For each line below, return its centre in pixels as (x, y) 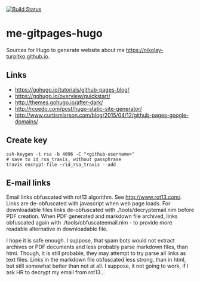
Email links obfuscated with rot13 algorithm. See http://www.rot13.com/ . (94, 197)
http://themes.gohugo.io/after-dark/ (59, 102)
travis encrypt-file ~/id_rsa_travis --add (61, 165)
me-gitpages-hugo (54, 34)
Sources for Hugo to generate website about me (66, 50)
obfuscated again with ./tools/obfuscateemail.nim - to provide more (89, 223)
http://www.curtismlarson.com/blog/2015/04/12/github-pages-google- (102, 115)
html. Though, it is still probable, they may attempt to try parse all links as (96, 253)
